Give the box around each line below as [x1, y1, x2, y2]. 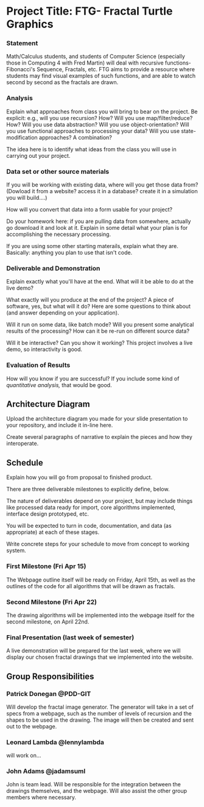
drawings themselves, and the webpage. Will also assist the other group [6, 787, 188, 795]
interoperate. [6, 440, 39, 447]
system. [6, 547, 26, 554]
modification [6, 133, 38, 141]
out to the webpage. [6, 722, 57, 730]
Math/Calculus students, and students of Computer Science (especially [6, 53, 186, 60]
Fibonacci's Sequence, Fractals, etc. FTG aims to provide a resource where [6, 66, 195, 73]
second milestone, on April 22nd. [6, 617, 90, 625]
